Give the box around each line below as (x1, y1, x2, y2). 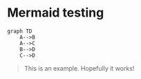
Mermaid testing (7, 5, 104, 21)
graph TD (7, 28, 32, 35)
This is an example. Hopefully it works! (23, 64, 135, 72)
